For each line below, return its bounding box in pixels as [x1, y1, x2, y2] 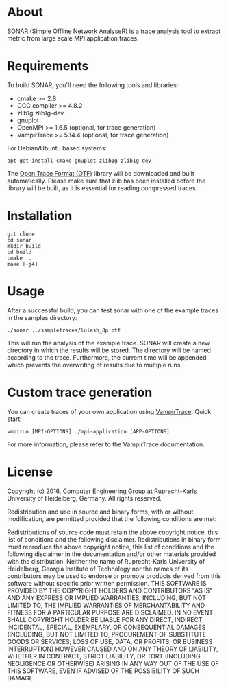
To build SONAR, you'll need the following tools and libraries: [7, 80, 179, 89]
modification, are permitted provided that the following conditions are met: [7, 514, 217, 523]
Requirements [7, 58, 89, 74]
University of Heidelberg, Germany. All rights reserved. [7, 494, 162, 502]
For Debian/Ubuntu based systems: [7, 144, 107, 152]
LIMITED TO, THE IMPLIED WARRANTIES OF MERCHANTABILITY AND [7, 601, 205, 609]
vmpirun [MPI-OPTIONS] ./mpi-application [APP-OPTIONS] [7, 428, 170, 435]
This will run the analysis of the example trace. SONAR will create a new [7, 339, 210, 347]
